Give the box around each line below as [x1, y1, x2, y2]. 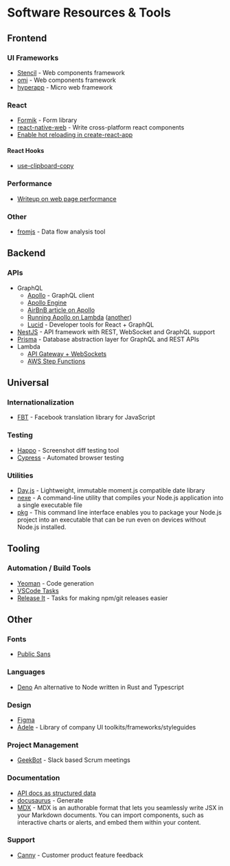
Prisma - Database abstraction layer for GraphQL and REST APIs [16, 335, 200, 343]
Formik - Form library [16, 116, 78, 125]
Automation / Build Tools [7, 564, 91, 573]
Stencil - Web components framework [16, 68, 125, 76]
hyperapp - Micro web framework [16, 83, 113, 91]
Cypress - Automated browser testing [16, 453, 124, 462]
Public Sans [16, 650, 51, 659]
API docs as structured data [16, 789, 96, 797]
